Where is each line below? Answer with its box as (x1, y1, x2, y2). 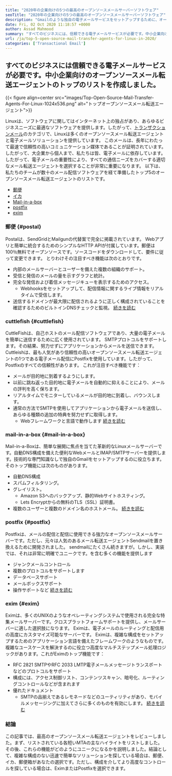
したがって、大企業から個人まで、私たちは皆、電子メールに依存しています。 (5, 150, 166, 156)
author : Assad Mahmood (5, 27, 54, 32)
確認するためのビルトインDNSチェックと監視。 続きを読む (12, 304, 136, 311)
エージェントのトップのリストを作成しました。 (12, 81, 160, 89)
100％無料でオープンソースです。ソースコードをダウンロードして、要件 (5, 248, 155, 255)
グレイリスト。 (12, 486, 45, 493)
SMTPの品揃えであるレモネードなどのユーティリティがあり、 (20, 694, 149, 700)
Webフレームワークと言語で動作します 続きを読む (20, 418, 125, 424)
